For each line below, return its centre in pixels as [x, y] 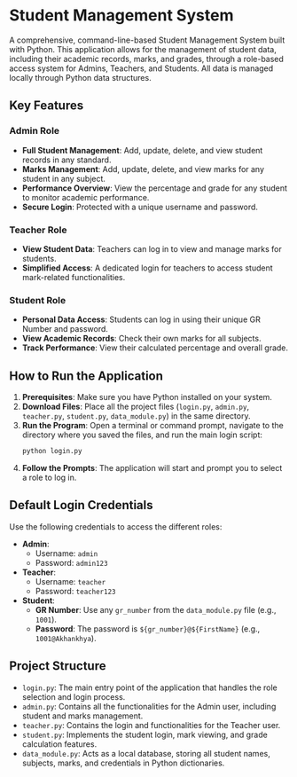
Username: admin [66, 553]
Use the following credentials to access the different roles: [116, 526]
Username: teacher [70, 581]
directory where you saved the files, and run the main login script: [142, 435]
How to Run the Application [86, 376]
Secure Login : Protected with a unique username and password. [140, 207]
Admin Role [35, 131]
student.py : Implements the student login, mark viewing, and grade [145, 734]
